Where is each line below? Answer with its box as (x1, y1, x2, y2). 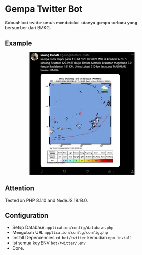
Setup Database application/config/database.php (12, 224, 114, 231)
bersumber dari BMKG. (5, 24, 51, 30)
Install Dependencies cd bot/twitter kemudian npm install (12, 235, 133, 241)
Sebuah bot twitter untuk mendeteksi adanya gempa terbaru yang (5, 20, 138, 25)
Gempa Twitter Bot (5, 3, 82, 15)
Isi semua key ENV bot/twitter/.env (12, 240, 86, 246)
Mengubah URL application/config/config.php (12, 230, 108, 235)
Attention (5, 185, 34, 193)
